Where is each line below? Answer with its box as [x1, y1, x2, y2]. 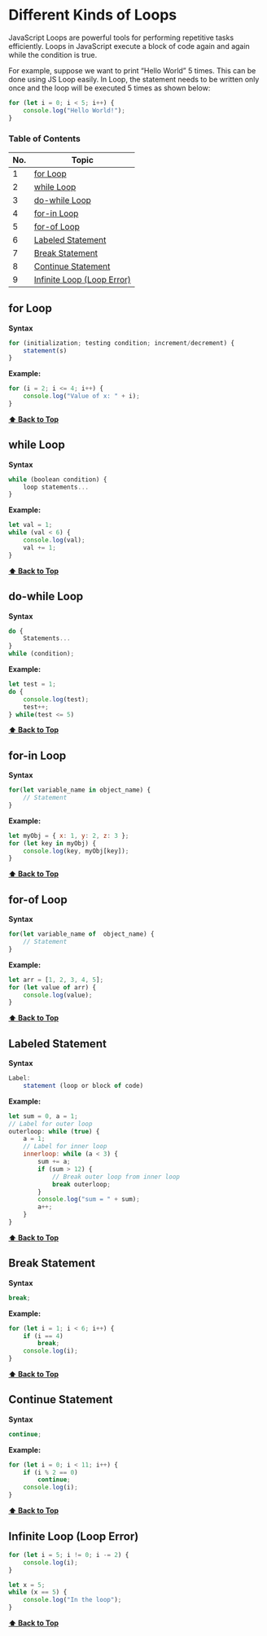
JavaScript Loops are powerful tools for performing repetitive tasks [8, 33, 234, 42]
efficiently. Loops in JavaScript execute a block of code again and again [8, 41, 250, 50]
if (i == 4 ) [23, 1331, 63, 1340]
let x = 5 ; [8, 1581, 46, 1589]
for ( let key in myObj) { [8, 839, 96, 848]
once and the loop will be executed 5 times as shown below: [8, 83, 211, 93]
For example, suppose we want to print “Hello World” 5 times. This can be [8, 65, 256, 75]
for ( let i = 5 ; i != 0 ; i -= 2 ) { [8, 1550, 129, 1559]
